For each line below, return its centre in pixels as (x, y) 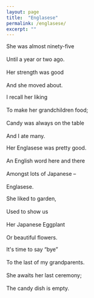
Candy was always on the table (45, 123)
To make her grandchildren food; (47, 110)
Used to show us (27, 212)
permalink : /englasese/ (36, 23)
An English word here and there (46, 161)
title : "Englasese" (32, 18)
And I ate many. (26, 136)
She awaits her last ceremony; (44, 275)
